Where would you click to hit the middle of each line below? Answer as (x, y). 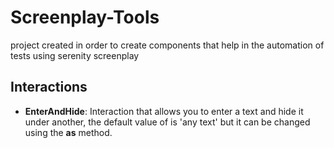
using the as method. (68, 132)
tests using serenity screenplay (75, 55)
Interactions (49, 87)
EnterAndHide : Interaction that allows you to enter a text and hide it (164, 111)
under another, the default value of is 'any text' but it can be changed (167, 122)
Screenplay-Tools (85, 17)
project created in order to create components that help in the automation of (167, 45)
